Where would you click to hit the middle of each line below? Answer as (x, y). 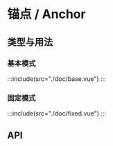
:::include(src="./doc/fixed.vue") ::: (56, 113)
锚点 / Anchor (46, 14)
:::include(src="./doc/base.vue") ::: (56, 79)
